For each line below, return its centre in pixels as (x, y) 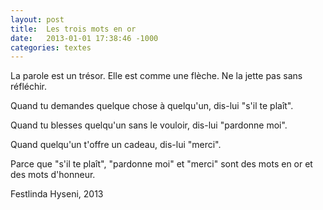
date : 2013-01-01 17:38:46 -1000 (84, 38)
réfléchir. (29, 87)
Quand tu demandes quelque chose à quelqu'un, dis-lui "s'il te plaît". (152, 106)
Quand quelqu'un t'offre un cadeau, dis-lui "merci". (116, 145)
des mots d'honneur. (53, 175)
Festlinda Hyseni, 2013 (57, 194)
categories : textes (51, 47)
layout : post (37, 19)
